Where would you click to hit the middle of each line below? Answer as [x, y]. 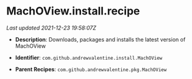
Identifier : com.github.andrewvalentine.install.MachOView [89, 57]
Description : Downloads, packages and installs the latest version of [100, 39]
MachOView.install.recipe [73, 11]
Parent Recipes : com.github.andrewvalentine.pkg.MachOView [91, 69]
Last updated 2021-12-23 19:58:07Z [51, 28]
